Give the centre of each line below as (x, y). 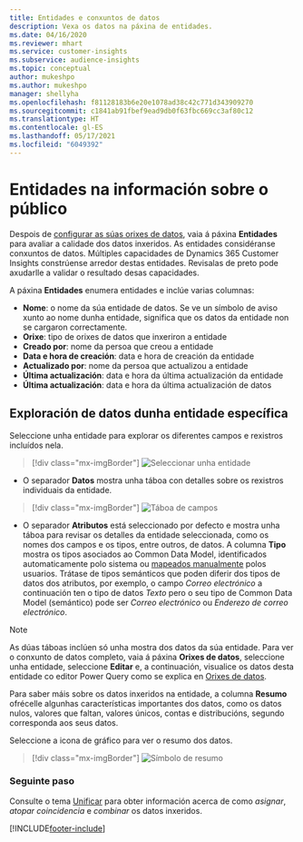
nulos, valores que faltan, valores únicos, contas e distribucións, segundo (147, 713)
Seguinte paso (42, 781)
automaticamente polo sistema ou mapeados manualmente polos (144, 563)
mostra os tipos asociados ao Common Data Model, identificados (145, 554)
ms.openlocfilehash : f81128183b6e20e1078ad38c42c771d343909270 (132, 102)
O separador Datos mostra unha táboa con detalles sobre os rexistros (153, 480)
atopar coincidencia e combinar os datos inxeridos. (106, 810)
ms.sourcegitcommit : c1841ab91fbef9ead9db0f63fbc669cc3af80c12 (132, 111)
